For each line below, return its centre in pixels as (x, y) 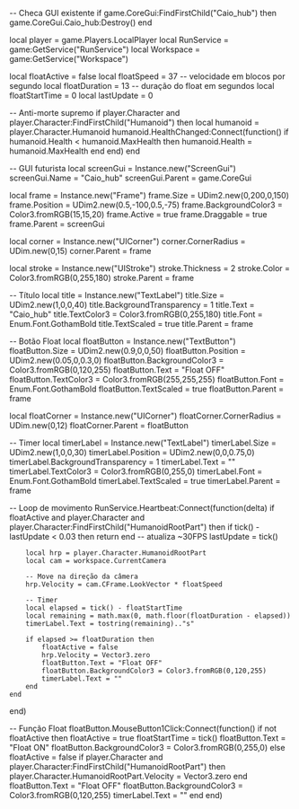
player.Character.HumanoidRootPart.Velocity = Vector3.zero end (129, 776)
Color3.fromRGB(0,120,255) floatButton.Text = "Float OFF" (117, 370)
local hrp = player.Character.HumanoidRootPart (116, 553)
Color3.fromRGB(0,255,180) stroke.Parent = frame (102, 278)
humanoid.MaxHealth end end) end (75, 151)
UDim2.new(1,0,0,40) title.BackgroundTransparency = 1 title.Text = (132, 305)
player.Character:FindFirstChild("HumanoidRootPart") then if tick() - (135, 527)
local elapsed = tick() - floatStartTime (104, 608)
